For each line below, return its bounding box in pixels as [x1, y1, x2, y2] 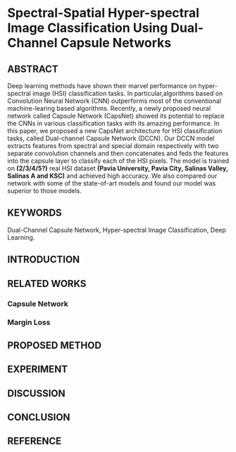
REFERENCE [7, 435, 62, 447]
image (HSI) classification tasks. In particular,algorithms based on [32, 90, 223, 97]
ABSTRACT [7, 63, 58, 75]
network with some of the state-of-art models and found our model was [7, 179, 216, 188]
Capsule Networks [60, 35, 171, 51]
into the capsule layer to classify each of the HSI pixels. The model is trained [7, 157, 230, 165]
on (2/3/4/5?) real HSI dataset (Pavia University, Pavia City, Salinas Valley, [7, 164, 228, 172]
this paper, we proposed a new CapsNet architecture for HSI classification [7, 127, 223, 135]
